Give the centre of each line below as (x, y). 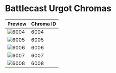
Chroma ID (44, 24)
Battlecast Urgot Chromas (58, 8)
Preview (17, 24)
